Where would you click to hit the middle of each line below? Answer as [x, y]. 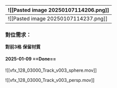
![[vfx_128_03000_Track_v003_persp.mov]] [50, 80]
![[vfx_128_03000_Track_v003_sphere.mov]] [51, 70]
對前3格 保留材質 [23, 47]
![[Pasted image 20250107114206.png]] [58, 10]
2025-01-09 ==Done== [31, 58]
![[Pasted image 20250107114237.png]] [58, 19]
